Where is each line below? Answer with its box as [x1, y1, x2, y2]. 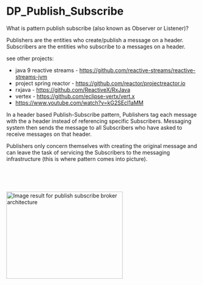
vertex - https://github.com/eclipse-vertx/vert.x [15, 92, 135, 100]
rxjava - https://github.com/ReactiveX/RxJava [15, 86, 130, 93]
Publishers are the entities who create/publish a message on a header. [6, 36, 184, 43]
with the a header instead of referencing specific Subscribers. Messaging [6, 117, 191, 125]
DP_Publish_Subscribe [6, 4, 124, 18]
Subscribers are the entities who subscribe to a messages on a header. [6, 43, 186, 50]
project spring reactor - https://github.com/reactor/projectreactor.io [15, 80, 186, 87]
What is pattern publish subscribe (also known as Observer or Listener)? [6, 24, 189, 32]
